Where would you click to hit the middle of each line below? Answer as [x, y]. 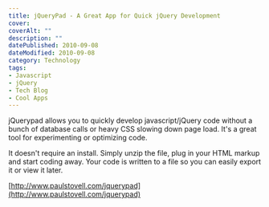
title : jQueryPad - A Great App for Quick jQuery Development [114, 16]
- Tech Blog [28, 90]
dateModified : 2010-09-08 [51, 53]
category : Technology [45, 61]
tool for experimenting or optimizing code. [78, 138]
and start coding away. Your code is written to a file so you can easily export [135, 162]
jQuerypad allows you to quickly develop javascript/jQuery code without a [130, 120]
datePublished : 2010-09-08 [53, 46]
